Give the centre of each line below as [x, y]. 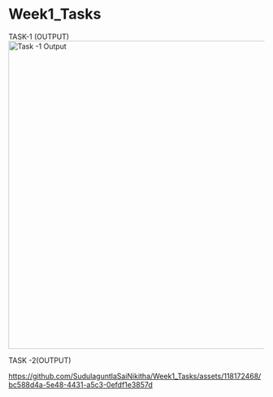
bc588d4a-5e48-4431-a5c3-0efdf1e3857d [80, 384]
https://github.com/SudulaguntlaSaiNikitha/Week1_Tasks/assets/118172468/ [135, 376]
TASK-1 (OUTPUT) [39, 37]
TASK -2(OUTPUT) [40, 360]
